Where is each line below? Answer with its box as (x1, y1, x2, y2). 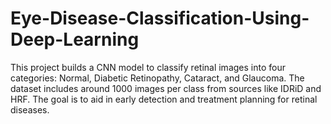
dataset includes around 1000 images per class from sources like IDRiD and (10, 82, 322, 94)
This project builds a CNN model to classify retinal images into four (10, 61, 286, 73)
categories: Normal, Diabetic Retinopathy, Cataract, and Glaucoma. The (10, 72, 305, 84)
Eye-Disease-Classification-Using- (10, 7, 310, 30)
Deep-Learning (10, 28, 140, 51)
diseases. (10, 103, 50, 116)
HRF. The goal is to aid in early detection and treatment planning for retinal (10, 93, 318, 105)
